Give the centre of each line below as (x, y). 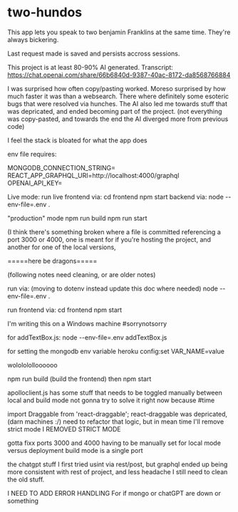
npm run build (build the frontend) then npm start (79, 379)
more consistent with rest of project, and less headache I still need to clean (118, 471)
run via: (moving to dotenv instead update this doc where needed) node (113, 288)
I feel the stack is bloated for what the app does (77, 140)
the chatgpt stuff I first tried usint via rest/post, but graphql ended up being (118, 464)
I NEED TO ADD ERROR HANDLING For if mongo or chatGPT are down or (114, 493)
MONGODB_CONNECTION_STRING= (62, 167)
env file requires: (32, 154)
